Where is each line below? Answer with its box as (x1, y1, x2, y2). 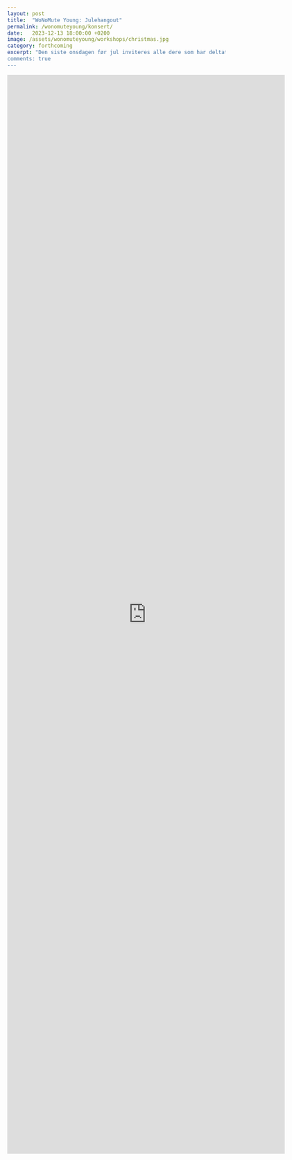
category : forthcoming (7, 42, 73, 49)
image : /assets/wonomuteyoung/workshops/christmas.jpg (7, 36, 169, 43)
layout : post (7, 10, 45, 17)
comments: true (7, 56, 51, 62)
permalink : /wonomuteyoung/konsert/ (7, 23, 113, 30)
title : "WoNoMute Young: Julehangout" (7, 17, 123, 24)
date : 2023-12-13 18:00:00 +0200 (7, 29, 110, 37)
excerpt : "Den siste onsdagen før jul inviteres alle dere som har (7, 49, 207, 56)
